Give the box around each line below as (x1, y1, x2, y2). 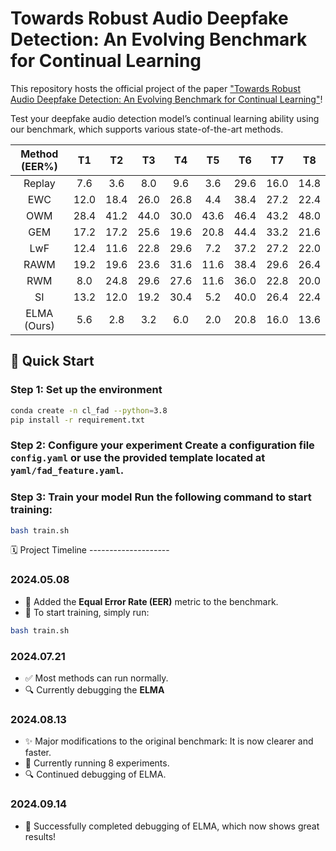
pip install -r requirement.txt (10, 415, 145, 425)
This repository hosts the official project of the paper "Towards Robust (10, 82, 302, 94)
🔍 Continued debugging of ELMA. (24, 768, 167, 781)
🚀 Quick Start (10, 353, 95, 370)
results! (24, 830, 57, 842)
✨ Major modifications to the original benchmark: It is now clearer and (24, 735, 314, 747)
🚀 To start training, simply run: (24, 606, 150, 618)
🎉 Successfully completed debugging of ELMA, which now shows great (24, 820, 320, 832)
